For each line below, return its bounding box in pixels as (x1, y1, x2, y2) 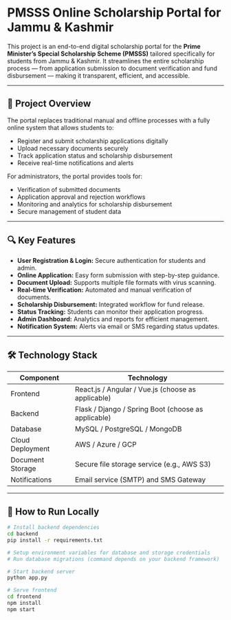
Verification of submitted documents (16, 185, 121, 193)
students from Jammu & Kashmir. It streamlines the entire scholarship (7, 56, 204, 65)
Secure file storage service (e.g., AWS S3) (74, 460, 211, 469)
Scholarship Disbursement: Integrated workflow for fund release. (16, 300, 205, 308)
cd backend (7, 531, 38, 537)
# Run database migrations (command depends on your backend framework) (7, 555, 220, 562)
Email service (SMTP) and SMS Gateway (74, 475, 206, 484)
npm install (7, 600, 41, 607)
